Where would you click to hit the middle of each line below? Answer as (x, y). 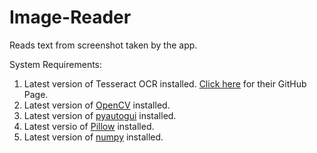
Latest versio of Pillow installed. (89, 126)
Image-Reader (70, 17)
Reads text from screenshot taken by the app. (103, 45)
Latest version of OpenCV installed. (97, 105)
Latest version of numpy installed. (93, 137)
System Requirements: (56, 64)
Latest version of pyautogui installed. (100, 115)
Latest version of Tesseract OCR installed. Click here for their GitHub (165, 83)
